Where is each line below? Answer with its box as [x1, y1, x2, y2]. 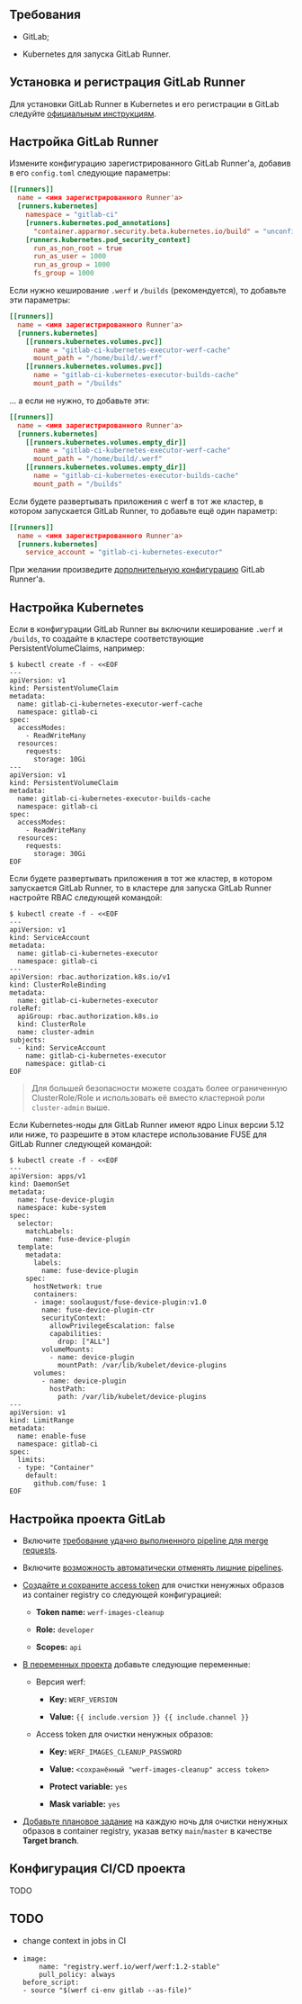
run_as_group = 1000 [32, 260, 111, 269]
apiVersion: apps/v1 [9, 1172, 87, 1181]
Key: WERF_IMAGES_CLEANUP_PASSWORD [49, 1746, 182, 1756]
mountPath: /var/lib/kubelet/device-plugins [57, 1361, 227, 1370]
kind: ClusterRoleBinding [9, 980, 106, 989]
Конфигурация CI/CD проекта [9, 1861, 186, 1876]
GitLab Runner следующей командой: [9, 1139, 153, 1150]
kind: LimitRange [9, 1416, 75, 1425]
